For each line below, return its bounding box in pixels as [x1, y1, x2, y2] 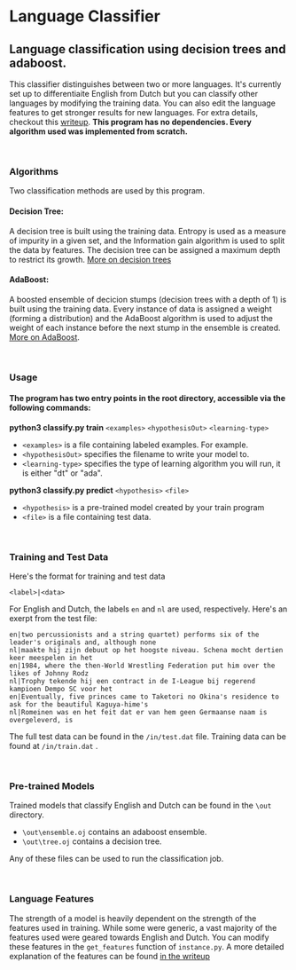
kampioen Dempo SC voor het [9, 685, 113, 694]
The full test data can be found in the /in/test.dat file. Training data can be [9, 731, 286, 742]
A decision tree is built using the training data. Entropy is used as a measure [9, 225, 286, 236]
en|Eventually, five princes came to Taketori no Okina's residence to [9, 692, 279, 702]
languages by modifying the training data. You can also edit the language [9, 98, 277, 108]
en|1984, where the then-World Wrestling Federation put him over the [9, 661, 276, 671]
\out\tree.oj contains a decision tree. [21, 836, 162, 847]
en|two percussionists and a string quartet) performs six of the [9, 630, 260, 640]
